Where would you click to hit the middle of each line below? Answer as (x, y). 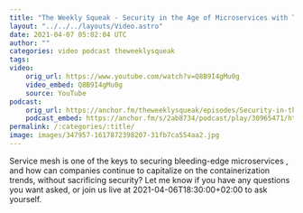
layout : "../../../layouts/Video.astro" (87, 26)
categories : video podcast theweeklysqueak (92, 51)
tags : (19, 60)
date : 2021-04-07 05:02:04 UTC (68, 34)
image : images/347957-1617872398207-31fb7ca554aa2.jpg (115, 135)
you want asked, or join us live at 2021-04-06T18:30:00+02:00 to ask (138, 190)
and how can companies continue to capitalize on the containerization (140, 170)
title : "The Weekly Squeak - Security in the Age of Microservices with (149, 18)
